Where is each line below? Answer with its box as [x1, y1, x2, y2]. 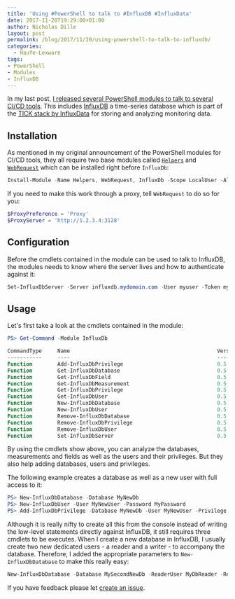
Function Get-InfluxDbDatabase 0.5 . [7, 367, 230, 374]
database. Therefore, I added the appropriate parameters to [7, 550, 180, 558]
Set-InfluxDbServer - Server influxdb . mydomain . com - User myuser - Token [7, 283, 220, 291]
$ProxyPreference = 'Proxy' [7, 211, 90, 218]
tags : [7, 56, 23, 63]
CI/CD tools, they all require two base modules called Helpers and [7, 156, 197, 165]
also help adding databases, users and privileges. [7, 460, 150, 468]
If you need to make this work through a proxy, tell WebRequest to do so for [7, 190, 220, 198]
